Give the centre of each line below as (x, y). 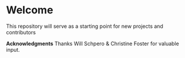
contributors (21, 32)
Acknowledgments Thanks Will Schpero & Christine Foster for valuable (92, 43)
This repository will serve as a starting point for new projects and (85, 26)
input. (13, 49)
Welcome (30, 10)
